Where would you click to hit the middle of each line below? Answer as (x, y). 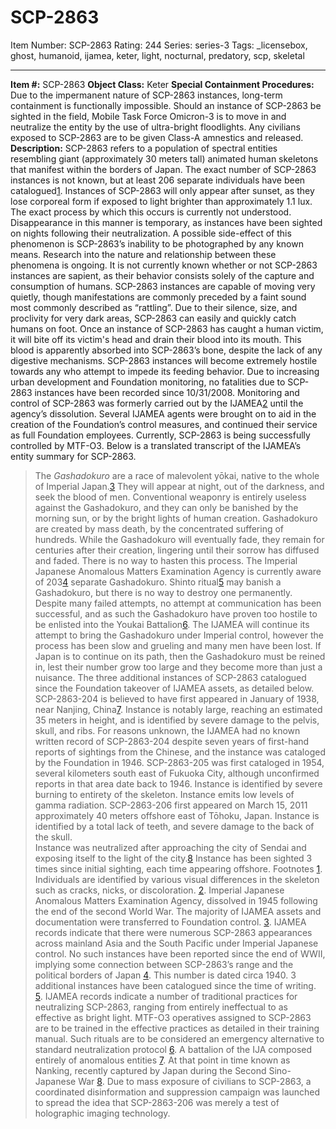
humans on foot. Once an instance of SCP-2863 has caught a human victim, (167, 328)
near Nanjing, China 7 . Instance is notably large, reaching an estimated (178, 709)
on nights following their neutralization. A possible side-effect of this (151, 233)
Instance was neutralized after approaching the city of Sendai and (170, 847)
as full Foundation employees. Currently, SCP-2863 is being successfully (160, 435)
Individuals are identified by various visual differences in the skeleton (177, 879)
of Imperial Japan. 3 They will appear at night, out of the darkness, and (179, 486)
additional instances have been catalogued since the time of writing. (175, 985)
